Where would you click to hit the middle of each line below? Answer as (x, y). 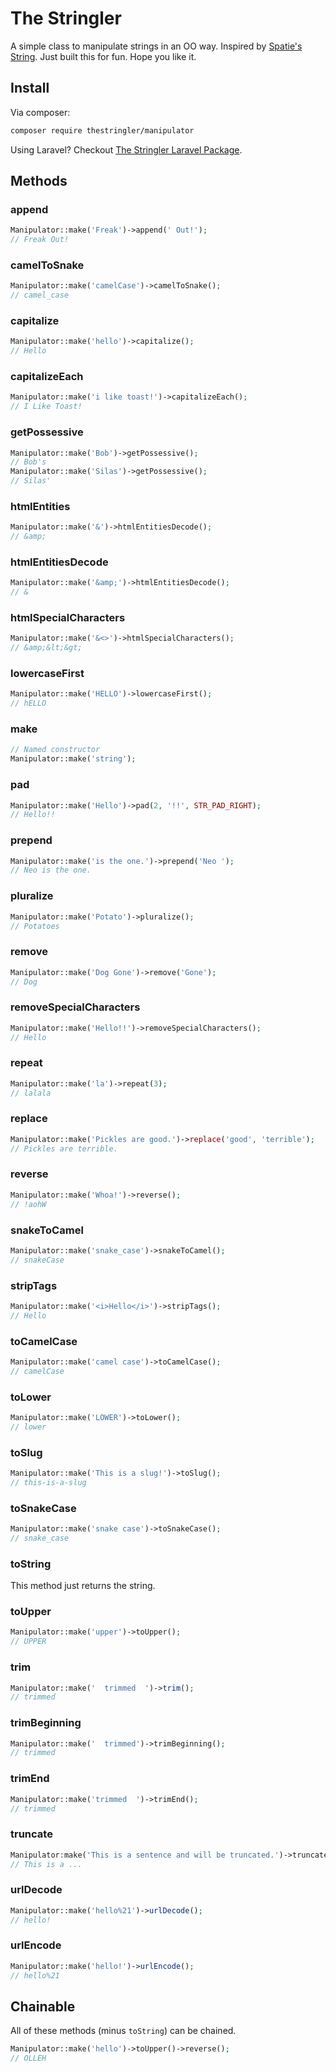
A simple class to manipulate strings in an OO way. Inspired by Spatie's (156, 46)
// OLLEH (28, 2058)
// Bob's (28, 462)
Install (30, 88)
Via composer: (40, 112)
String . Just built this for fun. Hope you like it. (103, 56)
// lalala (31, 1093)
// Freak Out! (40, 240)
